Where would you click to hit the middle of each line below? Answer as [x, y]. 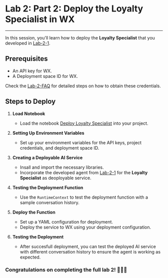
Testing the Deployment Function [48, 187]
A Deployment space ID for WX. [45, 76]
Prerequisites [26, 59]
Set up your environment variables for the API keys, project [80, 142]
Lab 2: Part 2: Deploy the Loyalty [74, 9]
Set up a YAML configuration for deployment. [66, 222]
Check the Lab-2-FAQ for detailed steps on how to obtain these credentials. [83, 86]
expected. [30, 257]
